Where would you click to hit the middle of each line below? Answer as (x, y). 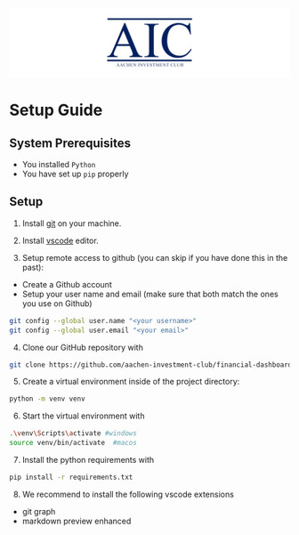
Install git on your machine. (72, 223)
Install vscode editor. (61, 240)
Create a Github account (67, 284)
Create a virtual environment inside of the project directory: (131, 382)
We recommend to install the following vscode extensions (128, 494)
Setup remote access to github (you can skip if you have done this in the (155, 257)
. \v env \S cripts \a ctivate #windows (73, 434)
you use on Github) (57, 303)
